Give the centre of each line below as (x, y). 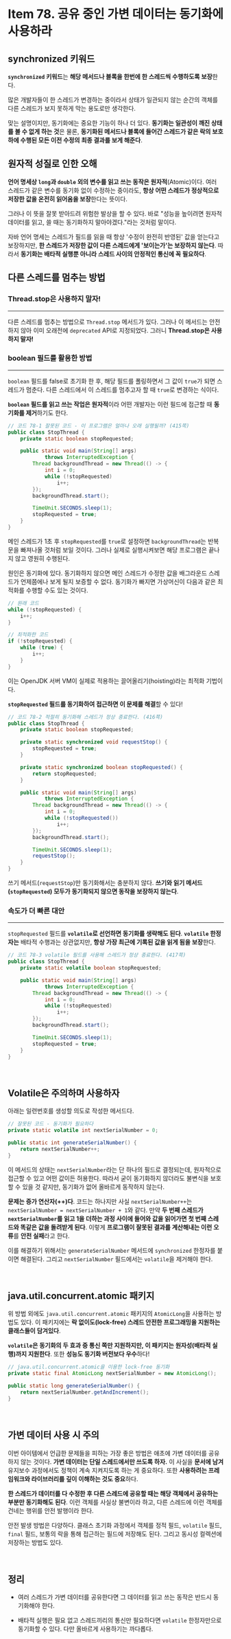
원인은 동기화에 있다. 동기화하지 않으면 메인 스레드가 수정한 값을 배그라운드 (108, 573)
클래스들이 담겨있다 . (34, 1331)
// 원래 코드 (24, 603)
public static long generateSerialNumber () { (74, 1386)
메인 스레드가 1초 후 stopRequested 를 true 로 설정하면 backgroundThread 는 (107, 541)
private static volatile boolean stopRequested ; (91, 968)
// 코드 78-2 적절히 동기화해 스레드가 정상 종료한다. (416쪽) (85, 717)
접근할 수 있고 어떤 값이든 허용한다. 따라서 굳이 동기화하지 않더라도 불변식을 (108, 1178)
